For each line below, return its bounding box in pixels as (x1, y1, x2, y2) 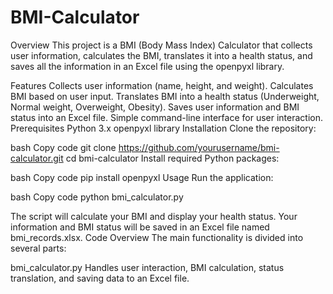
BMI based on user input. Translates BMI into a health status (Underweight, (10, 90, 320, 102)
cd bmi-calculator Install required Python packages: (65, 152, 280, 164)
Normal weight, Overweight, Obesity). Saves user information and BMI (10, 101, 300, 113)
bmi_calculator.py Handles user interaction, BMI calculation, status (10, 261, 285, 273)
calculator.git (10, 152, 64, 164)
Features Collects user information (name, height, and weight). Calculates (10, 79, 314, 91)
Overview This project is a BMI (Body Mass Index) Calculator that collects (10, 39, 313, 51)
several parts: (10, 242, 67, 254)
